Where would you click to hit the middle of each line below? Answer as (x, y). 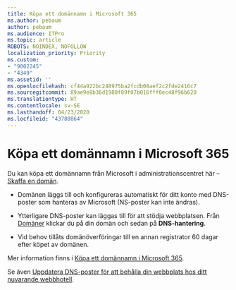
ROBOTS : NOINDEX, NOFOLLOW (47, 47)
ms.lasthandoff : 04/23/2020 (49, 112)
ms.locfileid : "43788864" (45, 119)
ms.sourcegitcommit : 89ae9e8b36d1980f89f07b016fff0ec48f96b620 (102, 92)
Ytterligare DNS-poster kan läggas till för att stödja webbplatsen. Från (118, 215)
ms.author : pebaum (34, 20)
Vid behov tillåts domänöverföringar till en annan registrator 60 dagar (118, 236)
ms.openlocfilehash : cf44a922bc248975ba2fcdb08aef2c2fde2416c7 (102, 86)
